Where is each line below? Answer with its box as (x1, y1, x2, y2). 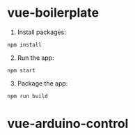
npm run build (7, 93, 49, 100)
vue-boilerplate (7, 5, 100, 21)
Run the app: (17, 54, 54, 62)
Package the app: (17, 79, 68, 88)
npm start (7, 67, 36, 74)
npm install (7, 41, 42, 48)
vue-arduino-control (7, 116, 129, 132)
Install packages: (17, 28, 66, 36)
